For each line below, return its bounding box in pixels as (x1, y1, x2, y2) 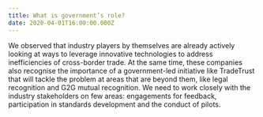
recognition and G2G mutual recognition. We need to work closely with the (8, 82, 251, 92)
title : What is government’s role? (8, 11, 126, 20)
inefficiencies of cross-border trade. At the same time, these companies (8, 57, 243, 67)
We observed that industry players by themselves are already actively (8, 40, 235, 50)
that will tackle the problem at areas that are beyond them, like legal (8, 74, 228, 84)
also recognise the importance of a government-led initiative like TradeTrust (8, 66, 255, 75)
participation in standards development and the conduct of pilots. (8, 100, 221, 109)
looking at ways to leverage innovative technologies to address (8, 49, 213, 58)
